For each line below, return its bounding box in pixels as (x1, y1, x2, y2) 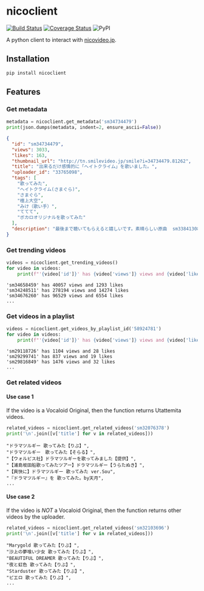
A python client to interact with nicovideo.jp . (6, 36, 117, 43)
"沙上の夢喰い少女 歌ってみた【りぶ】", (6, 549, 94, 555)
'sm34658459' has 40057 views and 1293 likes (6, 282, 123, 288)
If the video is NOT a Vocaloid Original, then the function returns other (6, 506, 182, 514)
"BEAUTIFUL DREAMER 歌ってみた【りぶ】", (6, 555, 104, 562)
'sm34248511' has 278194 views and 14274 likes (6, 287, 129, 293)
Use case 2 (6, 493, 35, 500)
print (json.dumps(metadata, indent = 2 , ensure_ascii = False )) (6, 125, 162, 131)
